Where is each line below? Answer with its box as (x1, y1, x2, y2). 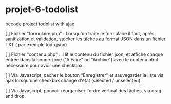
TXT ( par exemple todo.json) (5, 41, 67, 47)
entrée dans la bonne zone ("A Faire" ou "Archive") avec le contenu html (5, 56, 158, 63)
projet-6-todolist (5, 4, 79, 15)
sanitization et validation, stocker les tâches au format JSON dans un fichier (5, 36, 166, 42)
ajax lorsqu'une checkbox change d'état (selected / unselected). (5, 77, 142, 84)
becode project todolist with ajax (5, 20, 74, 27)
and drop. (5, 93, 26, 99)
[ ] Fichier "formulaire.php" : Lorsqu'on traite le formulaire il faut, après (5, 30, 155, 36)
